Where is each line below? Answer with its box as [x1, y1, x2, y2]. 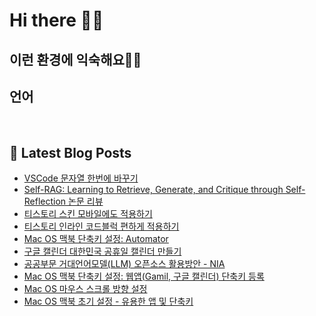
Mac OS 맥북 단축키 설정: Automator [23, 233, 169, 245]
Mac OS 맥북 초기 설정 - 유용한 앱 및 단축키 [23, 295, 194, 308]
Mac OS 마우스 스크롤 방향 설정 [23, 283, 148, 295]
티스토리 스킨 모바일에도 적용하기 [23, 208, 153, 220]
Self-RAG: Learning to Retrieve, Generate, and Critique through [23, 184, 284, 196]
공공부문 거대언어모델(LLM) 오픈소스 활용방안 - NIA [23, 258, 226, 270]
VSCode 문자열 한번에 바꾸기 [23, 172, 139, 184]
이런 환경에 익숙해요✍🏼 [9, 51, 142, 68]
